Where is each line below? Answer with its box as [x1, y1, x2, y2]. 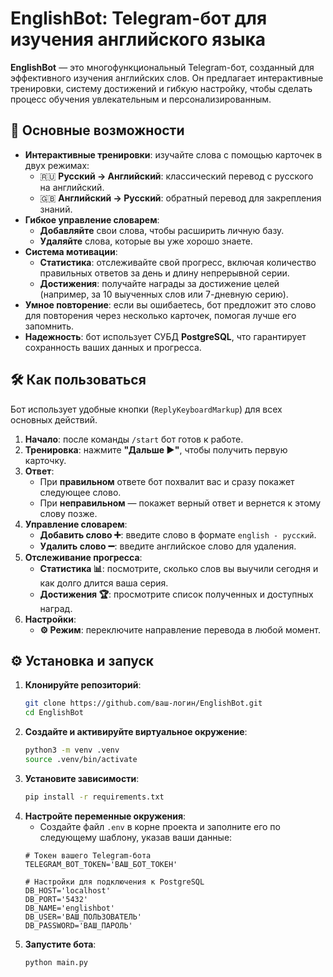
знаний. [39, 203, 73, 215]
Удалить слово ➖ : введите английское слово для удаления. [39, 540, 297, 552]
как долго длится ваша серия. [39, 577, 169, 589]
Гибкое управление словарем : [24, 213, 160, 226]
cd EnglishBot [24, 708, 84, 718]
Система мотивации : [24, 245, 118, 257]
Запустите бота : [24, 938, 97, 950]
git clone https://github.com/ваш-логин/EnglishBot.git [24, 698, 263, 709]
